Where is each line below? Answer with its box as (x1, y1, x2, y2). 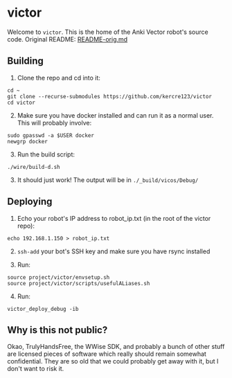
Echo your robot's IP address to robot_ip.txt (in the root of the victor (17, 214, 211, 222)
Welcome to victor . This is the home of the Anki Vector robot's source (7, 28, 209, 36)
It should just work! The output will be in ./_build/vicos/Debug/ (17, 175, 199, 184)
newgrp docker (7, 138, 48, 145)
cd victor (7, 99, 36, 106)
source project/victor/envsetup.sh (7, 273, 110, 281)
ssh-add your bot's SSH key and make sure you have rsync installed (17, 247, 211, 255)
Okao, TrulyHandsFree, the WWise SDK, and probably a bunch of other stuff (7, 343, 225, 351)
